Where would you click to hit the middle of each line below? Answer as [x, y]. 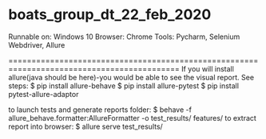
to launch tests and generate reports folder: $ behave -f [100, 110]
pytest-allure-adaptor [44, 94]
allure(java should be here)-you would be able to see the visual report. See [131, 77]
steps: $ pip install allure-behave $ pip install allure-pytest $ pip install [124, 86]
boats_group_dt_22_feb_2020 [110, 15]
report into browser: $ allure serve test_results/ [86, 126]
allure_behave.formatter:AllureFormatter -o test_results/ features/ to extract [133, 118]
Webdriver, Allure [37, 44]
